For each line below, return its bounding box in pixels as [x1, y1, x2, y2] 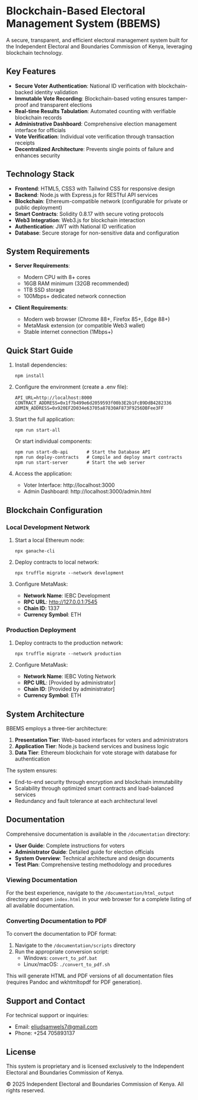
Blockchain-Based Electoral [6, 4, 145, 18]
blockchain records [14, 114, 62, 121]
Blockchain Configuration [6, 505, 103, 515]
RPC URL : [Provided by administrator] [23, 679, 116, 686]
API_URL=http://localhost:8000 [14, 395, 92, 401]
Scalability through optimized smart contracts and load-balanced [14, 785, 174, 792]
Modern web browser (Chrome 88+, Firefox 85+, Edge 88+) [23, 315, 170, 323]
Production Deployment [6, 626, 76, 634]
